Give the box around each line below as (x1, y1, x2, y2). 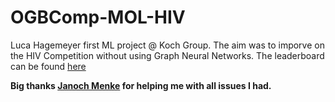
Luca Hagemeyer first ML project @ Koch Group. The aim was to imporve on (10, 39, 325, 51)
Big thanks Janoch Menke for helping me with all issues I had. (10, 79, 272, 91)
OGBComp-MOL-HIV (10, 6, 186, 29)
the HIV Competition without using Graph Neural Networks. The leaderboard (10, 49, 325, 61)
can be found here (10, 60, 87, 72)
